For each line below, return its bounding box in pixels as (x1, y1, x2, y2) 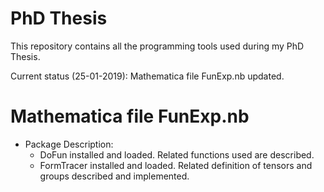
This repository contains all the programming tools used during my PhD (10, 40, 305, 52)
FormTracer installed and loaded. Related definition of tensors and (39, 159, 313, 171)
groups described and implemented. (39, 170, 190, 182)
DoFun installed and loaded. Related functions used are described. (39, 148, 315, 161)
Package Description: (24, 138, 114, 150)
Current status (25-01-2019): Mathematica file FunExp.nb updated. (10, 70, 285, 82)
